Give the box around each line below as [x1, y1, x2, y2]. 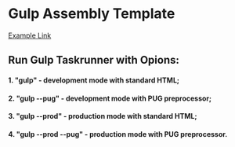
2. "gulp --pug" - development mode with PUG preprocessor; [8, 94, 212, 103]
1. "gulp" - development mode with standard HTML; [8, 75, 180, 85]
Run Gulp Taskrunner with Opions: [8, 53, 180, 67]
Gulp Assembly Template [8, 5, 175, 23]
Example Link [8, 31, 52, 40]
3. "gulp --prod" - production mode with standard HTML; [8, 112, 197, 121]
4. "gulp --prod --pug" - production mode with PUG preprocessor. [8, 129, 228, 138]
